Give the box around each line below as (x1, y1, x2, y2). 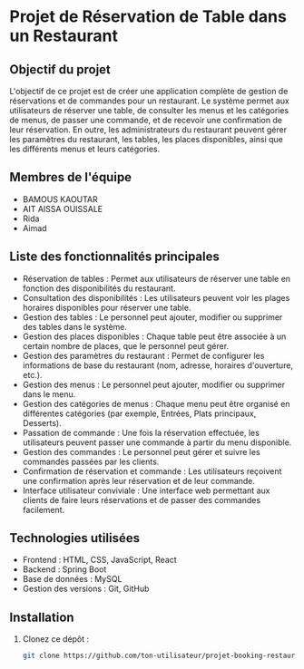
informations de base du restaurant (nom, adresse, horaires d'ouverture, (22, 360, 293, 371)
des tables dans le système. (22, 321, 128, 332)
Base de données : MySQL (22, 574, 123, 585)
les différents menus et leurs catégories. (9, 143, 161, 154)
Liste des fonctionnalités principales (9, 249, 220, 265)
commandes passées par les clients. (22, 456, 160, 467)
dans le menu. (22, 388, 76, 400)
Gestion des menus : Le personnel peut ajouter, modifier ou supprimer (22, 379, 286, 390)
